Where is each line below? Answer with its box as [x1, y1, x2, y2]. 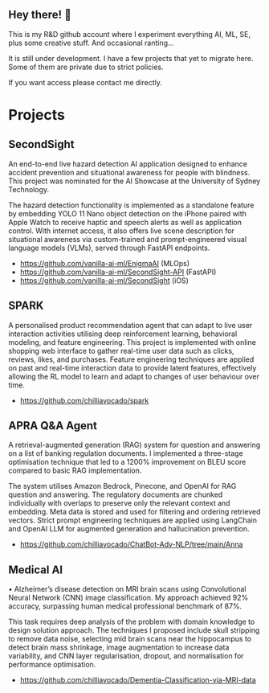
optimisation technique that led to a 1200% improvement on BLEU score [8, 457, 247, 467]
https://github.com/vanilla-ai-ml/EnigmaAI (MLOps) [19, 258, 190, 268]
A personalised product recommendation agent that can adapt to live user [8, 320, 253, 330]
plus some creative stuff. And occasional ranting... [8, 38, 174, 47]
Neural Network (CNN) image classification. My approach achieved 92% [8, 593, 249, 603]
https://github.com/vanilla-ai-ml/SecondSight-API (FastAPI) [19, 267, 217, 277]
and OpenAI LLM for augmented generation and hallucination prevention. [8, 524, 251, 534]
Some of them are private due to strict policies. [8, 62, 164, 72]
